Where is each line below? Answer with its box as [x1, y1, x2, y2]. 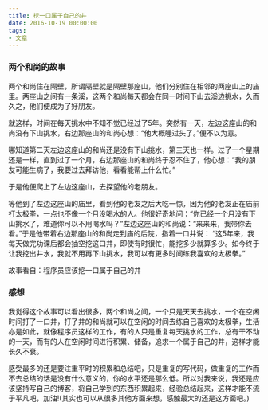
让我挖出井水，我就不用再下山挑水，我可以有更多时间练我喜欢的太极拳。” [8, 248, 246, 258]
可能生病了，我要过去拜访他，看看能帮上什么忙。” [14, 165, 176, 174]
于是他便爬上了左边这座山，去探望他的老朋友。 [8, 182, 162, 191]
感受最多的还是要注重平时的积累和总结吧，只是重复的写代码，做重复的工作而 [8, 363, 260, 373]
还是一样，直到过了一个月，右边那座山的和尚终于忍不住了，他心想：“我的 [8, 154, 250, 164]
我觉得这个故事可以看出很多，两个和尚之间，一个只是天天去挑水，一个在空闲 [8, 307, 260, 316]
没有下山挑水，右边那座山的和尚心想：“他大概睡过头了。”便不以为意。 [14, 128, 242, 138]
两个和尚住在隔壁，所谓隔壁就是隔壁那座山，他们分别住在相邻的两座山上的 [8, 81, 253, 91]
